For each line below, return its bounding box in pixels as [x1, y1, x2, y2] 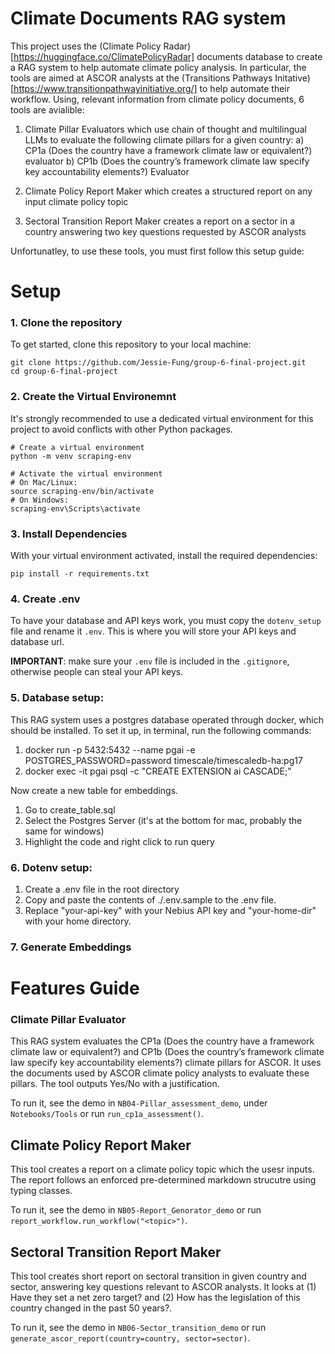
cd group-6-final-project [10, 367, 118, 377]
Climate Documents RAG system [10, 7, 287, 30]
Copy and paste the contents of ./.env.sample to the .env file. [24, 893, 277, 906]
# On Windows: [10, 495, 70, 505]
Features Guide [10, 977, 140, 1000]
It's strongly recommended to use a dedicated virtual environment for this [10, 412, 314, 424]
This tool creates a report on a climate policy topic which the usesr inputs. [10, 1163, 315, 1176]
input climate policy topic [24, 195, 129, 207]
